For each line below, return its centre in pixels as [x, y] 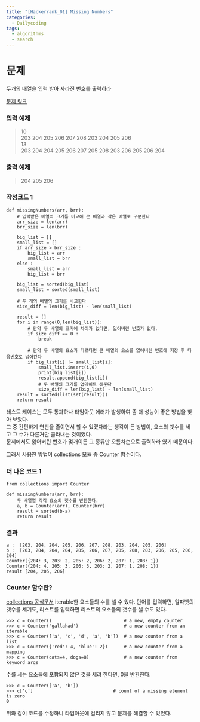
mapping [16, 652]
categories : [21, 17]
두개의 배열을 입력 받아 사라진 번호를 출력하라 [59, 88]
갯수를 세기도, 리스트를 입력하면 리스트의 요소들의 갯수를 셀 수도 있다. [87, 609]
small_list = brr [49, 258]
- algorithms [28, 34]
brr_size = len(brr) [42, 227]
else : [25, 264]
